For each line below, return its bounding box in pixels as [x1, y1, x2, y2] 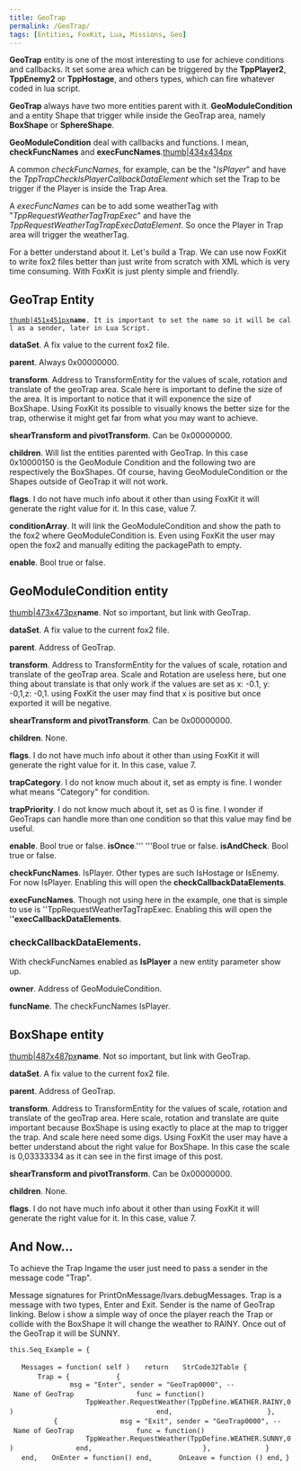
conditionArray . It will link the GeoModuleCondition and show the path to [9, 521, 281, 532]
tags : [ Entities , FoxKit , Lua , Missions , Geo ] [9, 30, 187, 39]
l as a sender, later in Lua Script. [9, 324, 151, 333]
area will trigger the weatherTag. [9, 229, 129, 240]
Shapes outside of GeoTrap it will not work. [9, 476, 169, 487]
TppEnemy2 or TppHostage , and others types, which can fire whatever [9, 74, 276, 85]
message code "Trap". [9, 1272, 93, 1283]
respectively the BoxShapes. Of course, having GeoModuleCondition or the [9, 467, 288, 478]
